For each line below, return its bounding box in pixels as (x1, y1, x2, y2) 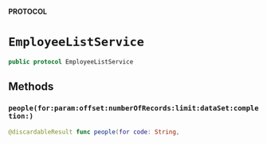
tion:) (8, 111, 34, 121)
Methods (8, 80, 54, 94)
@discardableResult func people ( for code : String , (8, 127, 180, 136)
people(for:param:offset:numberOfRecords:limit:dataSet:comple (8, 103, 259, 113)
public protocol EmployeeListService (8, 57, 134, 66)
